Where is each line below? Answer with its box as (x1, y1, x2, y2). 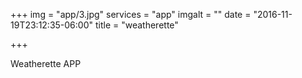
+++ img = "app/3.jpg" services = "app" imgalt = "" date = (10, 9, 252, 20)
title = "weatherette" (94, 19, 179, 31)
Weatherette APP (10, 58, 82, 69)
